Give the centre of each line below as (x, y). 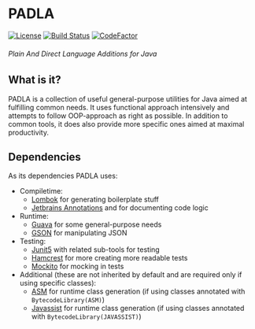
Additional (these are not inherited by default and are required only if (131, 275)
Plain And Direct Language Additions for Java (83, 54)
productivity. (29, 132)
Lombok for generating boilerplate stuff (95, 200)
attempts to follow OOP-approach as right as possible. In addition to (118, 116)
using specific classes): (58, 283)
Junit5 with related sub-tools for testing (95, 250)
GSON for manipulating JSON (79, 233)
